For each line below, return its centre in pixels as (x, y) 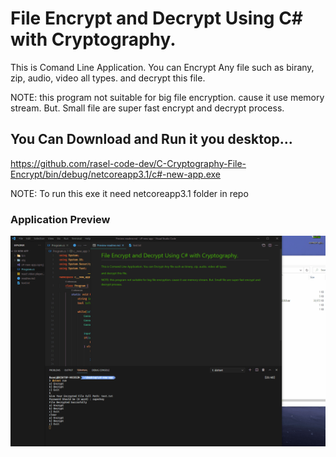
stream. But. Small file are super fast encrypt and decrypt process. (147, 108)
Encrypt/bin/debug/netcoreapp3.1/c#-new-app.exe (115, 174)
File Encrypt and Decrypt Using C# (157, 18)
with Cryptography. (93, 39)
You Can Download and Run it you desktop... (151, 139)
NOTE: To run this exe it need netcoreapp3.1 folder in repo (129, 193)
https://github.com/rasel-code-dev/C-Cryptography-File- (128, 163)
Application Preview (60, 219)
